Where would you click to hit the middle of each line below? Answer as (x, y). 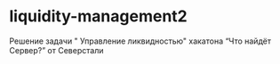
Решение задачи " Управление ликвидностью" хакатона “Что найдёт (140, 41)
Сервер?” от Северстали (56, 50)
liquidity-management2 (99, 16)
